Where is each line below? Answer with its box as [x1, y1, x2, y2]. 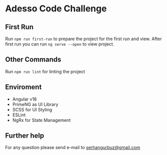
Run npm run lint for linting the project [5, 68, 85, 74]
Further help [5, 132, 45, 140]
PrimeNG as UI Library [12, 101, 59, 107]
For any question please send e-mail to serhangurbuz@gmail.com [5, 145, 141, 151]
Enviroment [5, 83, 42, 92]
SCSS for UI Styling [12, 106, 52, 112]
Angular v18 [12, 96, 37, 102]
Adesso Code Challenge [5, 3, 107, 14]
